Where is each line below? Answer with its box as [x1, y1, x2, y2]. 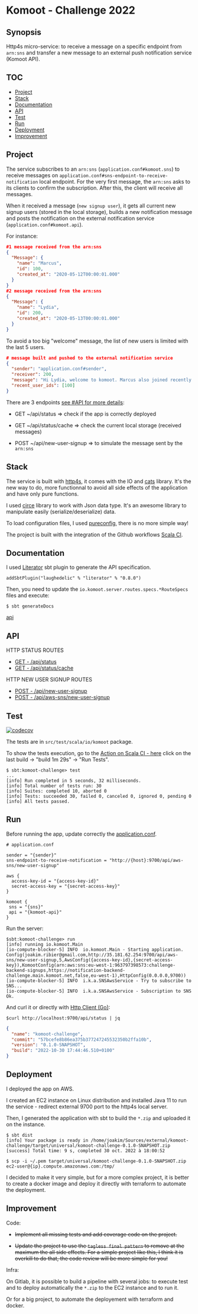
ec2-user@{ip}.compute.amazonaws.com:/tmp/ [6, 1163, 115, 1169]
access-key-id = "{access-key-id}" [11, 878, 99, 884]
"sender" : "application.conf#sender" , [11, 366, 108, 372]
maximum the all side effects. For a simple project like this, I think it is [14, 1248, 183, 1255]
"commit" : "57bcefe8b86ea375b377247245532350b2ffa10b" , [11, 1037, 152, 1043]
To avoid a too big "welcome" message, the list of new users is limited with [6, 337, 189, 344]
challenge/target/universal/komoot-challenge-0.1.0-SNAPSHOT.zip [6, 1142, 170, 1149]
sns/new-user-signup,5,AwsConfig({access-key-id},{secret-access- [6, 957, 173, 963]
